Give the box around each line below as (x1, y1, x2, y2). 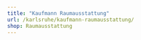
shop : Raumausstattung (7, 22, 73, 29)
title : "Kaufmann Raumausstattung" (7, 9, 110, 17)
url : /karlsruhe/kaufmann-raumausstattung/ (7, 16, 135, 23)
